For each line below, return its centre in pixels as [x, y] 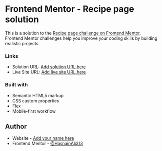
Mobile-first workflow [34, 111]
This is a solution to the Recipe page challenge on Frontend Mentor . [73, 33]
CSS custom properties [36, 101]
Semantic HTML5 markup [38, 95]
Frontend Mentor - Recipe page [70, 9]
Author [16, 126]
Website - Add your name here [43, 138]
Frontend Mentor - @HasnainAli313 [47, 144]
